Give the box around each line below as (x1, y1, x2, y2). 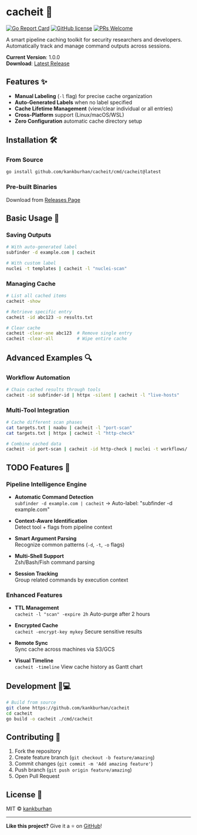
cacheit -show (6, 298, 41, 304)
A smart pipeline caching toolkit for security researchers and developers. (6, 36, 183, 43)
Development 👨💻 (6, 681, 72, 691)
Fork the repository (14, 748, 62, 755)
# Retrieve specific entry (6, 309, 72, 315)
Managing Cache (6, 279, 56, 288)
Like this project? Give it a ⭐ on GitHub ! (6, 823, 103, 830)
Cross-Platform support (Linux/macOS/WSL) (14, 111, 124, 118)
